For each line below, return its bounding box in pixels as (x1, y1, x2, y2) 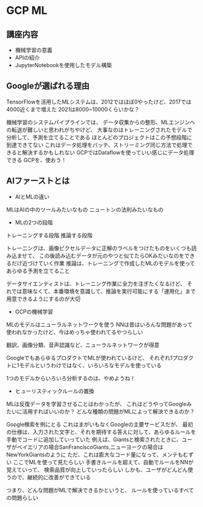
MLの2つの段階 (14, 218, 53, 226)
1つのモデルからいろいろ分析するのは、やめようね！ (6, 375, 136, 382)
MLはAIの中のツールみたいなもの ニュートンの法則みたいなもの (6, 206, 164, 213)
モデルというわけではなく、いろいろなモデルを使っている (19, 361, 162, 369)
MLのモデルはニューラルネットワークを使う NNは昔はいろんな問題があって (6, 321, 193, 328)
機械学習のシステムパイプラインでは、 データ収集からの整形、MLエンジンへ (6, 119, 196, 126)
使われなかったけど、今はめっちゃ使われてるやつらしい (6, 328, 143, 336)
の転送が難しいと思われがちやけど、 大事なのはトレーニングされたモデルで (6, 126, 193, 133)
